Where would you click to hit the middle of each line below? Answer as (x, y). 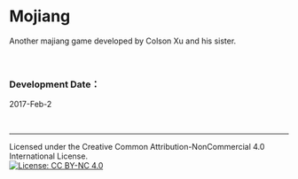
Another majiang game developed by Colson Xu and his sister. (123, 41)
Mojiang (40, 16)
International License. (49, 156)
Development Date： (55, 84)
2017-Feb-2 (31, 105)
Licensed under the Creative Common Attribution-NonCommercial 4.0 (137, 147)
